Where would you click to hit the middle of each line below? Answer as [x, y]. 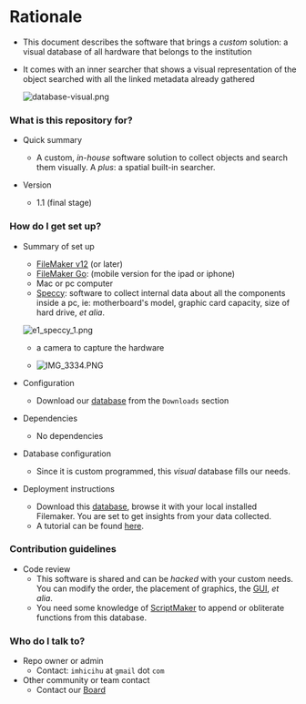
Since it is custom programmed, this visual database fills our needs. [163, 471]
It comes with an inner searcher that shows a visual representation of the [159, 69]
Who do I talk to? [47, 641]
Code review [46, 569]
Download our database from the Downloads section [133, 400]
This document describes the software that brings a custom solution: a [155, 42]
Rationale [46, 17]
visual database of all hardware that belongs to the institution [137, 51]
